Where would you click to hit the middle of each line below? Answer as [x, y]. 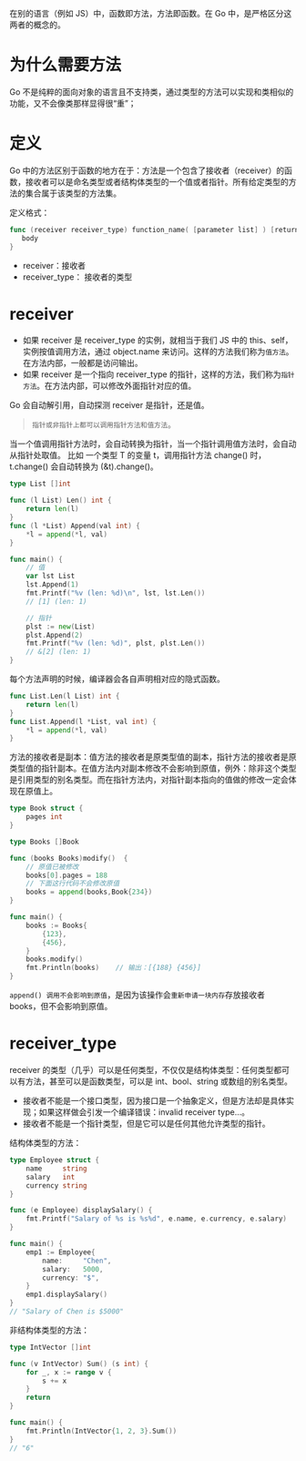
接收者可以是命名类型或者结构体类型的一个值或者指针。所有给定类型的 [157, 181]
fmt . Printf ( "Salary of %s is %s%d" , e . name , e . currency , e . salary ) [156, 1219]
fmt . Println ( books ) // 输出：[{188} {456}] [114, 968]
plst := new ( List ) [61, 627]
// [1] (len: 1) [57, 601]
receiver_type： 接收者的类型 [77, 277]
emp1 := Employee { [61, 1252]
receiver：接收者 [54, 265]
